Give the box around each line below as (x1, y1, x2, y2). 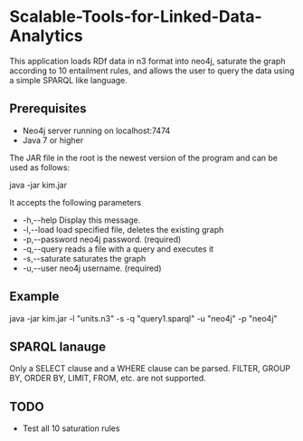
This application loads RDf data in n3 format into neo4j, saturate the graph (9, 55, 286, 66)
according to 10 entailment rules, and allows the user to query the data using (9, 65, 295, 76)
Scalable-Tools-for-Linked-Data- (9, 6, 262, 27)
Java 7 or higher (22, 134, 84, 146)
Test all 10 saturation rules (22, 423, 120, 434)
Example (9, 289, 60, 304)
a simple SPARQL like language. (9, 74, 128, 85)
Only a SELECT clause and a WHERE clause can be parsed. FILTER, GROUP (9, 363, 291, 374)
